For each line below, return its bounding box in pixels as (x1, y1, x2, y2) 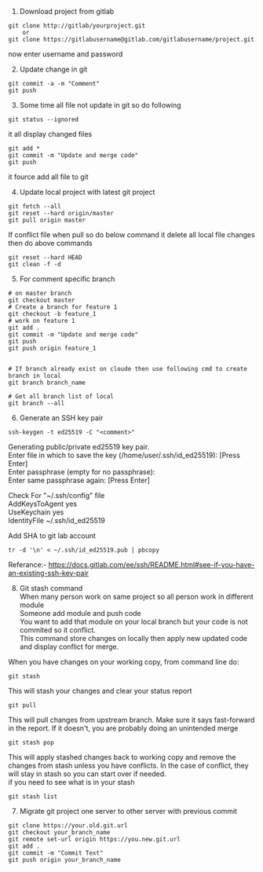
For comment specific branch (19, 274, 115, 284)
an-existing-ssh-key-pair (8, 569, 89, 577)
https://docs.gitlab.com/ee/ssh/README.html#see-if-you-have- (48, 560, 255, 569)
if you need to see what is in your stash (8, 778, 135, 786)
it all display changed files (8, 130, 93, 138)
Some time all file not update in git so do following (19, 101, 182, 109)
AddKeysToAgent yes (8, 499, 77, 508)
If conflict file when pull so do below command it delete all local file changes (8, 230, 255, 239)
